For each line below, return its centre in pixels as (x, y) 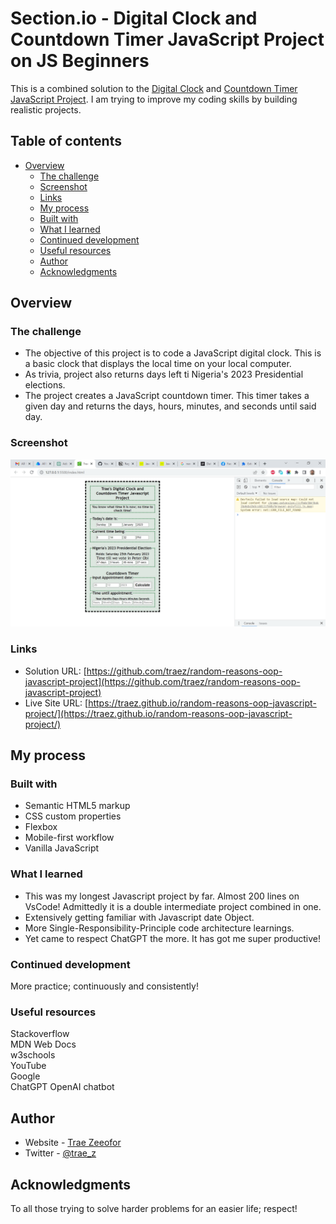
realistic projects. (46, 109)
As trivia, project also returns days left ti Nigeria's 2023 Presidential (164, 374)
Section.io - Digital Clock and (134, 18)
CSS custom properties (73, 816)
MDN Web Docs (43, 1044)
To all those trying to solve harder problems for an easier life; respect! (154, 1208)
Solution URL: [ (55, 671)
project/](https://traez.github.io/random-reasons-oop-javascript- (158, 713)
